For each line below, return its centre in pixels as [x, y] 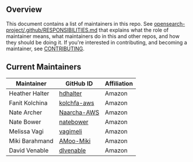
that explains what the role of [134, 30]
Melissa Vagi [26, 131]
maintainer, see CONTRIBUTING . [45, 49]
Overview [24, 10]
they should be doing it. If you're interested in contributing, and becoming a [97, 42]
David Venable [29, 150]
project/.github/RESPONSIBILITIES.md [52, 30]
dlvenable [73, 150]
